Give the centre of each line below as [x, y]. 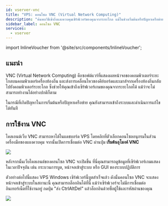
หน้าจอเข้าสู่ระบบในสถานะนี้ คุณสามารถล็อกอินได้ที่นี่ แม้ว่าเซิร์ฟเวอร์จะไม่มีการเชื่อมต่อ [76, 183]
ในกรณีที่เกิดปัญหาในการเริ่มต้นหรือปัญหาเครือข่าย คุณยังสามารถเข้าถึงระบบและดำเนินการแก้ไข [83, 102]
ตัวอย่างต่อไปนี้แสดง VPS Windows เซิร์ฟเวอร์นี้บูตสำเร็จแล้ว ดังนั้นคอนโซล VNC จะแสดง [82, 177]
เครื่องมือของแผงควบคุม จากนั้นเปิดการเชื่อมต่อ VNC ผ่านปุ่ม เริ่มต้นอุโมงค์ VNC [72, 142]
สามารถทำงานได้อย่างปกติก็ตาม [31, 92]
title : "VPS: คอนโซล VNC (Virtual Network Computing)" [63, 15]
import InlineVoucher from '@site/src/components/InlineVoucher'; [74, 47]
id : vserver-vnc [23, 10]
